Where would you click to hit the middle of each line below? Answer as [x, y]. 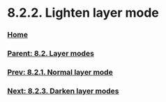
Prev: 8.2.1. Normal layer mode [60, 72]
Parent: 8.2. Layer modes [51, 54]
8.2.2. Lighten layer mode [83, 13]
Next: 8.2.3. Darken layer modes [63, 91]
